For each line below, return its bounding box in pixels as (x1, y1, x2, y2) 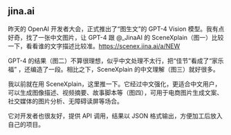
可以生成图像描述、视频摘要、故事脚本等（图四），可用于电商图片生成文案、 (8, 88, 223, 96)
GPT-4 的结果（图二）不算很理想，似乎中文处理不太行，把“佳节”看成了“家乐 (8, 56, 224, 65)
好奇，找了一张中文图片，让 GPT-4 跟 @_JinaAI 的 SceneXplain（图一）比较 (8, 33, 224, 41)
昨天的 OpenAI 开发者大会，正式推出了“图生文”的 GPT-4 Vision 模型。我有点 (8, 24, 225, 33)
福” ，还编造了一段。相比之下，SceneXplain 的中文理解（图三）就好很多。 (8, 65, 220, 73)
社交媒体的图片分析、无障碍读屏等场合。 (8, 96, 123, 105)
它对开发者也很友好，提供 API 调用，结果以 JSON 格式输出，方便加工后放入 (8, 112, 223, 120)
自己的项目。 (8, 120, 44, 128)
